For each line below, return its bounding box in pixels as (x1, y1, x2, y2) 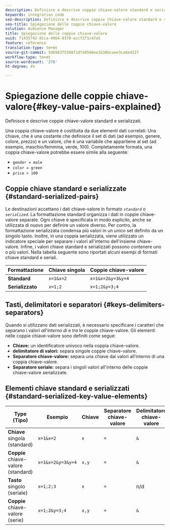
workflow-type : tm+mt (5, 54, 51, 60)
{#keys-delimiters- (103, 300, 165, 309)
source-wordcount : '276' (5, 59, 58, 64)
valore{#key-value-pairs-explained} (5, 101, 162, 113)
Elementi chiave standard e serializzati (5, 384, 130, 393)
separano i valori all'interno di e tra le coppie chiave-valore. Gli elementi (5, 327, 155, 333)
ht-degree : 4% (5, 64, 35, 69)
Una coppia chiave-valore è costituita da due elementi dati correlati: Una (5, 128, 156, 134)
